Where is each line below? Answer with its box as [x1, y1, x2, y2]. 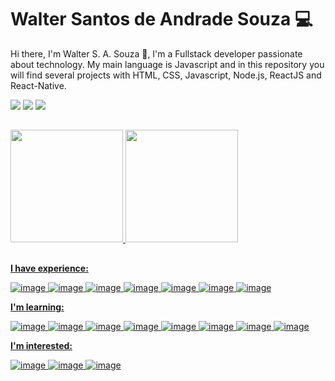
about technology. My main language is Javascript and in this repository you [10, 58, 325, 70]
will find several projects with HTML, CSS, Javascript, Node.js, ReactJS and [10, 69, 322, 81]
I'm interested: [10, 339, 73, 351]
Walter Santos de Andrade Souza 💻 [10, 8, 313, 31]
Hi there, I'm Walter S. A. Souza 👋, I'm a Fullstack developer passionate [10, 47, 303, 60]
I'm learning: [10, 301, 65, 313]
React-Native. [10, 79, 67, 91]
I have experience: [10, 262, 89, 274]
